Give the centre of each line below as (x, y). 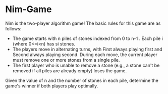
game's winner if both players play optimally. (52, 86)
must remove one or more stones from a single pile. (66, 60)
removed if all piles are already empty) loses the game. (70, 70)
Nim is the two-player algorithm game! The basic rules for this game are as (83, 23)
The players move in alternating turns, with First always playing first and (87, 49)
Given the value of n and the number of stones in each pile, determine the (82, 80)
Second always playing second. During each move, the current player (85, 55)
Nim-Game (29, 9)
